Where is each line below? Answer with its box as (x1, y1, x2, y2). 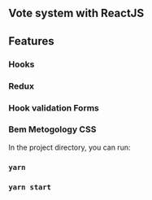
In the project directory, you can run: (8, 142, 131, 152)
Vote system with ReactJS (8, 7, 145, 20)
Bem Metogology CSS (8, 124, 97, 135)
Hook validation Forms (8, 102, 100, 113)
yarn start (8, 182, 51, 192)
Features (8, 34, 54, 48)
